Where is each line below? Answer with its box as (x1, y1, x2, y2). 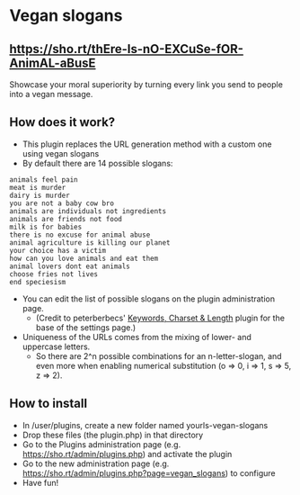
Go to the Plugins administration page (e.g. (22, 438, 181, 450)
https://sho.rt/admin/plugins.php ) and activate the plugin (22, 448, 233, 459)
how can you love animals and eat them (9, 254, 159, 263)
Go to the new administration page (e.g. (22, 458, 170, 469)
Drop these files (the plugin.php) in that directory (22, 429, 204, 440)
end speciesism (9, 277, 66, 286)
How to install (9, 396, 88, 411)
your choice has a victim (9, 246, 106, 255)
